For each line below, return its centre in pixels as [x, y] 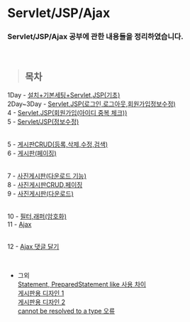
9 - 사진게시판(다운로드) [41, 194]
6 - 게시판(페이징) [32, 154]
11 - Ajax [19, 225]
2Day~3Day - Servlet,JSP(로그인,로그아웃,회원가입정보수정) [91, 104]
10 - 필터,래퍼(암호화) [37, 216]
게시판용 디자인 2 [41, 302]
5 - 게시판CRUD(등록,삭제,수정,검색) [58, 144]
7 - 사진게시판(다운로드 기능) [47, 176]
